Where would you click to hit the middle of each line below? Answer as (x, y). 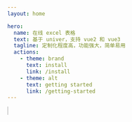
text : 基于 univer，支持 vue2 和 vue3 (67, 39)
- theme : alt (39, 78)
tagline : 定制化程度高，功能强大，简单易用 (70, 46)
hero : (15, 26)
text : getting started (59, 84)
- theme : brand (42, 59)
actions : (26, 52)
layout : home (26, 14)
